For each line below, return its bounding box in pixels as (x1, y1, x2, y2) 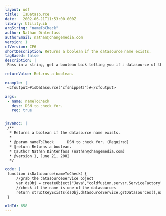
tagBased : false (5, 53, 39, 58)
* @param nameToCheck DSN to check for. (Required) (9, 139, 129, 144)
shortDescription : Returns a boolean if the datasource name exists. (5, 49, 152, 54)
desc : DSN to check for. (11, 103, 63, 108)
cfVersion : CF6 (5, 44, 37, 49)
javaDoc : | (5, 121, 28, 126)
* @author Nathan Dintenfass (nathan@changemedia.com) (9, 149, 125, 154)
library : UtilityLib (5, 21, 48, 26)
